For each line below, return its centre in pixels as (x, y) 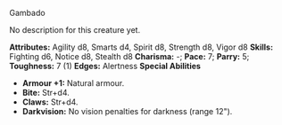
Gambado (28, 13)
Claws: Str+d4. (50, 102)
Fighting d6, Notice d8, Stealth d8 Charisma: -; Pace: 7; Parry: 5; (129, 56)
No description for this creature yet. (75, 30)
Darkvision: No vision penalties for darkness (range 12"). (127, 111)
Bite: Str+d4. (46, 93)
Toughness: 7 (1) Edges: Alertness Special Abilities (105, 66)
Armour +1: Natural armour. (73, 83)
